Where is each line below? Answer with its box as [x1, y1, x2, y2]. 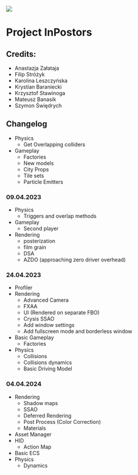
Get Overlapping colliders [23, 141, 86, 148]
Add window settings [23, 322, 75, 329]
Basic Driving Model [23, 365, 72, 372]
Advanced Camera [23, 297, 69, 304]
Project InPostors [6, 26, 92, 39]
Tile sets [23, 172, 44, 179]
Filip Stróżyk [14, 71, 45, 78]
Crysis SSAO [23, 315, 55, 322]
